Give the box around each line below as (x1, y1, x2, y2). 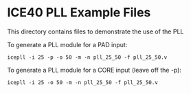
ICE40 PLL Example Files (7, 5, 151, 21)
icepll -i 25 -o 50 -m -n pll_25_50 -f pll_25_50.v (7, 79, 158, 86)
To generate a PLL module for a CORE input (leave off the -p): (7, 66, 182, 74)
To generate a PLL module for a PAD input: (7, 40, 128, 49)
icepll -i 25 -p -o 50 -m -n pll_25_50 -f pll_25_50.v (7, 53, 168, 61)
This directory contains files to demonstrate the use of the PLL (7, 27, 184, 36)
